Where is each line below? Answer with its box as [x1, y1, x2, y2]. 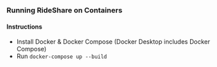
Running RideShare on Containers [6, 5, 122, 15]
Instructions [6, 23, 43, 31]
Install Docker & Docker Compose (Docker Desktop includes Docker [16, 38, 210, 46]
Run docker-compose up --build [16, 52, 108, 60]
